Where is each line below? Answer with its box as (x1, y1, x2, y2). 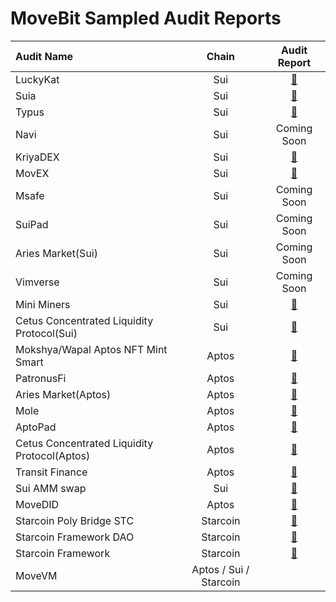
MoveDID (15, 497, 60, 511)
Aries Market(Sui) (15, 246, 98, 260)
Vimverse (15, 275, 60, 289)
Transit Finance (15, 465, 88, 479)
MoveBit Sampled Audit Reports (10, 7, 282, 30)
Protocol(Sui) (15, 326, 78, 340)
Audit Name (15, 49, 74, 63)
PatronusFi (15, 371, 67, 385)
